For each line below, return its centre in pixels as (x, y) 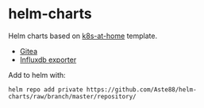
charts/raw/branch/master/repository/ (72, 96)
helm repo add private (46, 89)
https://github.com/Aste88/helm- (141, 89)
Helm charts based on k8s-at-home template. (83, 36)
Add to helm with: (37, 75)
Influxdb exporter (48, 60)
